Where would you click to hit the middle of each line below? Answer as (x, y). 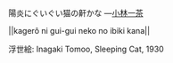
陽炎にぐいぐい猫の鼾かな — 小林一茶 (76, 13)
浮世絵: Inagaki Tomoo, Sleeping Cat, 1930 (86, 49)
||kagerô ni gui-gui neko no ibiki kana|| (79, 31)
